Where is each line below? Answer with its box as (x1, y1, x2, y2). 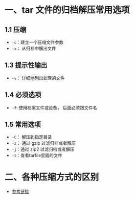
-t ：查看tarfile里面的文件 (11, 153, 63, 158)
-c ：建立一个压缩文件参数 (11, 40, 64, 45)
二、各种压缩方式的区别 (4, 172, 99, 182)
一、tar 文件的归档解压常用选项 (4, 4, 130, 16)
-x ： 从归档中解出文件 (11, 45, 57, 51)
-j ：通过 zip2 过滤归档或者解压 (11, 146, 75, 152)
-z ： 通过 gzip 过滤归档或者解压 (11, 140, 76, 146)
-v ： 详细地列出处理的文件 (11, 75, 65, 81)
